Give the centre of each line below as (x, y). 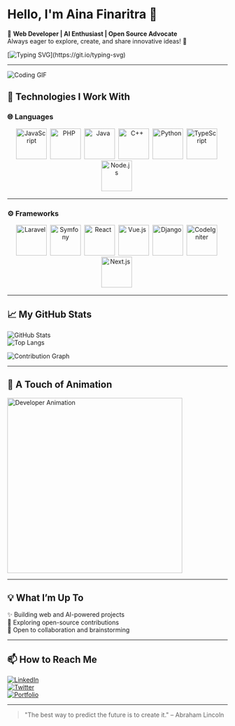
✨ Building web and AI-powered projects (66, 615)
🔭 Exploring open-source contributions (63, 622)
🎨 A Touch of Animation (60, 385)
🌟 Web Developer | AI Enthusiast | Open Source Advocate (92, 34)
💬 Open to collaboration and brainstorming (69, 630)
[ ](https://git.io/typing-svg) (66, 55)
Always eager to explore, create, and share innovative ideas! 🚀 (97, 41)
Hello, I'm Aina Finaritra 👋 (82, 14)
